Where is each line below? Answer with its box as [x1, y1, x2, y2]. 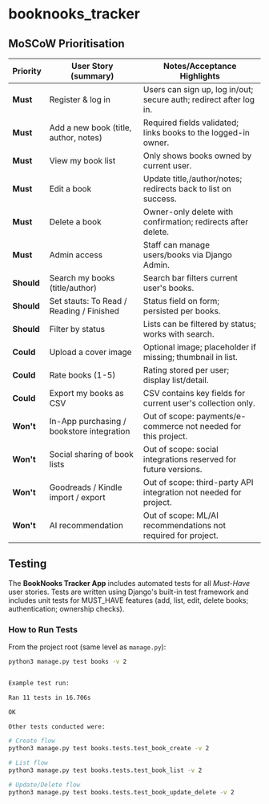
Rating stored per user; [143, 365, 230, 375]
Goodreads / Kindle [49, 482, 122, 493]
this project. [143, 430, 188, 442]
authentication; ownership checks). [8, 604, 125, 613]
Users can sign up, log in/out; [143, 84, 254, 95]
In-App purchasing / [49, 416, 126, 426]
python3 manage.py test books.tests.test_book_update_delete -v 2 [8, 788, 235, 796]
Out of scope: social [143, 444, 219, 455]
